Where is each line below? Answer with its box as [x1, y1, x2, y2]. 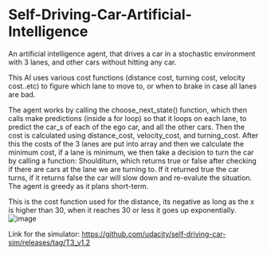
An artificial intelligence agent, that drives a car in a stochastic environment [8, 49, 256, 58]
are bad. [8, 89, 36, 99]
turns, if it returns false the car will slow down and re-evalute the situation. [8, 173, 253, 182]
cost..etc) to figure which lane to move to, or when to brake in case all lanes [8, 81, 257, 91]
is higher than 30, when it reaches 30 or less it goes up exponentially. [8, 205, 237, 214]
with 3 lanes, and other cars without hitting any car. [8, 57, 177, 67]
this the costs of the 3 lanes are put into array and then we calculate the [8, 139, 245, 148]
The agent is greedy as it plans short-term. [8, 181, 149, 190]
